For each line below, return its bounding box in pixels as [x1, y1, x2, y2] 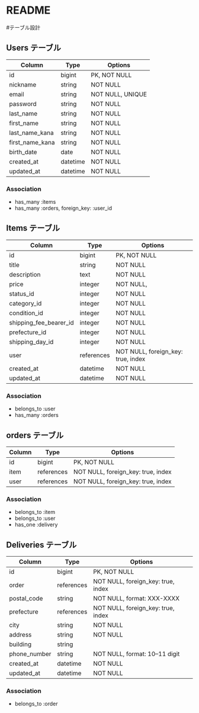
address [9, 631, 32, 639]
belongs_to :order [14, 700, 58, 708]
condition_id [9, 309, 43, 317]
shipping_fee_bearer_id [9, 318, 74, 326]
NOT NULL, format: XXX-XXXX [92, 595, 179, 603]
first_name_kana [9, 138, 55, 146]
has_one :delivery [14, 521, 58, 528]
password [9, 99, 37, 108]
